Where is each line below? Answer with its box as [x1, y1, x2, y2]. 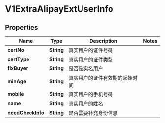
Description [89, 38, 118, 44]
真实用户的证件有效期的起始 [68, 75, 133, 81]
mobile [7, 91, 24, 97]
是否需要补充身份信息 [68, 110, 118, 116]
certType [7, 56, 29, 62]
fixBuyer [7, 65, 28, 72]
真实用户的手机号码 [68, 91, 113, 98]
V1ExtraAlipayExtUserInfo [5, 3, 114, 15]
